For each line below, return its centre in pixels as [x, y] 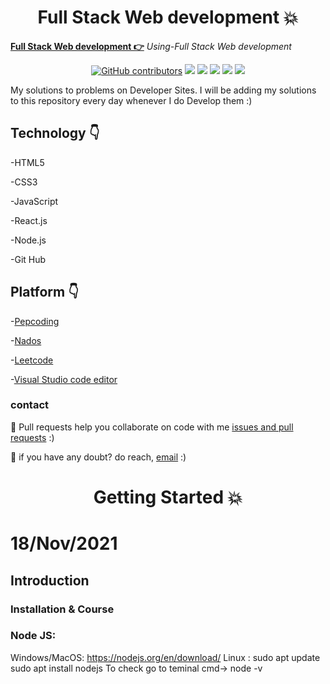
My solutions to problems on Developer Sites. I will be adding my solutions [163, 90]
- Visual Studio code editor [64, 379]
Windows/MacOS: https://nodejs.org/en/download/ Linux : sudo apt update [165, 657]
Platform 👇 [44, 292]
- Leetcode [32, 360]
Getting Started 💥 [168, 497]
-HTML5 [27, 162]
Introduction [50, 580]
